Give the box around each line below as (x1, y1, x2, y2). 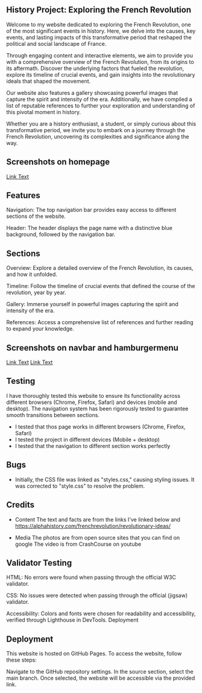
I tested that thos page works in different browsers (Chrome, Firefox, (14, 423, 186, 430)
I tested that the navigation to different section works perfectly (14, 442, 171, 449)
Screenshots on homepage (6, 157, 110, 167)
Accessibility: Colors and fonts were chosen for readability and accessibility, (6, 610, 196, 618)
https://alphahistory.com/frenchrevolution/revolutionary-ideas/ (14, 522, 171, 529)
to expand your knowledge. (6, 325, 74, 333)
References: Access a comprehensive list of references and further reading (6, 319, 194, 326)
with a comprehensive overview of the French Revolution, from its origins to (6, 58, 194, 65)
